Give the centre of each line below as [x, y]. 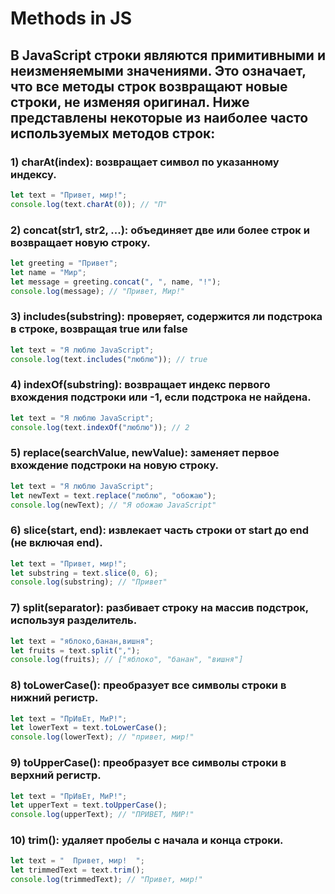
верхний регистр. [56, 775]
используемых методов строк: [113, 133]
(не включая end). [56, 543]
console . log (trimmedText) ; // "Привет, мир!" [106, 880]
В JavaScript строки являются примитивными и [168, 55]
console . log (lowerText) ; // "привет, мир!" [102, 737]
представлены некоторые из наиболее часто [159, 117]
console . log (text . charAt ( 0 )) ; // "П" [89, 204]
